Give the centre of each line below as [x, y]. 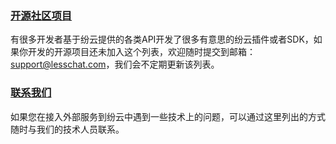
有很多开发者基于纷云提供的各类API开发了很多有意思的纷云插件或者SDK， [162, 39]
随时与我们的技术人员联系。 [67, 129]
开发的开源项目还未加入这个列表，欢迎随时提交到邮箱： [141, 52]
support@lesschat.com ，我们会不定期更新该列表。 [115, 64]
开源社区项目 [41, 15]
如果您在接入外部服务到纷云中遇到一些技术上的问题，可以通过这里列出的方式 [168, 116]
